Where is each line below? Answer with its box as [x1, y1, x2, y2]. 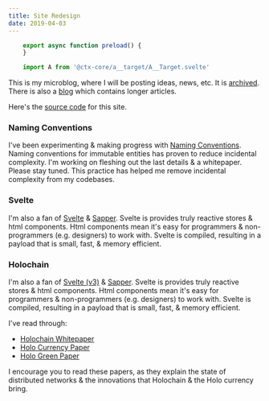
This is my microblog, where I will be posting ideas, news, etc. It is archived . [8, 78, 259, 88]
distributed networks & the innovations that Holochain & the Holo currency [8, 375, 255, 385]
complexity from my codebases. [8, 175, 115, 184]
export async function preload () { [22, 41, 142, 49]
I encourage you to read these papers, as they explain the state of [8, 367, 226, 377]
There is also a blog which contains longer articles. [8, 86, 177, 97]
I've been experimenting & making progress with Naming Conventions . [8, 140, 242, 150]
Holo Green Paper [19, 351, 80, 361]
